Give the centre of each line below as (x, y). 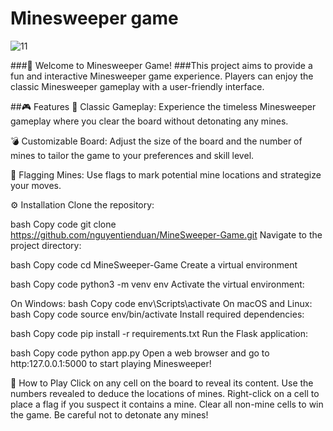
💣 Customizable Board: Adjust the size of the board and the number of (156, 141)
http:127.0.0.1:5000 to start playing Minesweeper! (111, 363)
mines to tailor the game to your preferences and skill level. (132, 155)
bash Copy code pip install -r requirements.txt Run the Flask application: (159, 333)
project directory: (46, 245)
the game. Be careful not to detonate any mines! (109, 414)
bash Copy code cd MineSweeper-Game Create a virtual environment (154, 264)
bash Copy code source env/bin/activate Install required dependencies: (157, 314)
